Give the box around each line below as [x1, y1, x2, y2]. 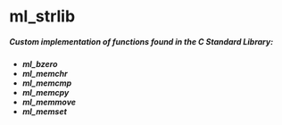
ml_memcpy [21, 87, 70, 98]
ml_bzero [21, 59, 58, 70]
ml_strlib [9, 6, 76, 27]
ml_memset [21, 106, 67, 117]
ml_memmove [21, 96, 77, 108]
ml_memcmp [21, 78, 72, 88]
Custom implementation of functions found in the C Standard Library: [9, 36, 274, 46]
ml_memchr [21, 69, 69, 79]
